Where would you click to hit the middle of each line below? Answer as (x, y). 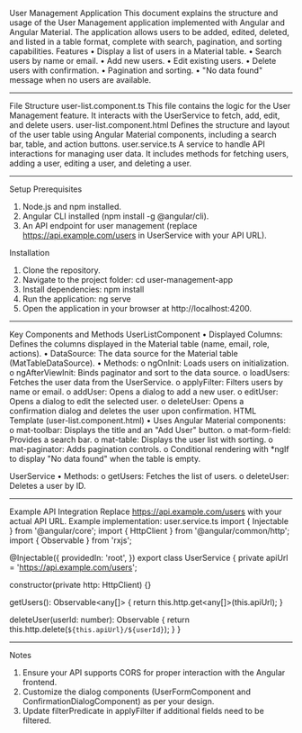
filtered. (37, 720)
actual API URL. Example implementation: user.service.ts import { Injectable (149, 521)
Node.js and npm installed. (72, 207)
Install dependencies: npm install (83, 289)
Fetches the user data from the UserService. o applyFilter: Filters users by (146, 382)
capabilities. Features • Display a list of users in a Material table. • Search (145, 51)
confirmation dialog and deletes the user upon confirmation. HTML (133, 411)
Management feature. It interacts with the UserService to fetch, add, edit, (145, 115)
